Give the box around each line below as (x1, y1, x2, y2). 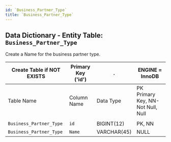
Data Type (96, 97, 121, 104)
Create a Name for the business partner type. (5, 51, 101, 58)
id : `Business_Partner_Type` (5, 7, 67, 13)
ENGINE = (137, 67, 162, 74)
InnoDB (140, 73, 159, 80)
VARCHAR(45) (96, 128, 132, 135)
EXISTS (26, 73, 46, 80)
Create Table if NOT (11, 67, 61, 74)
